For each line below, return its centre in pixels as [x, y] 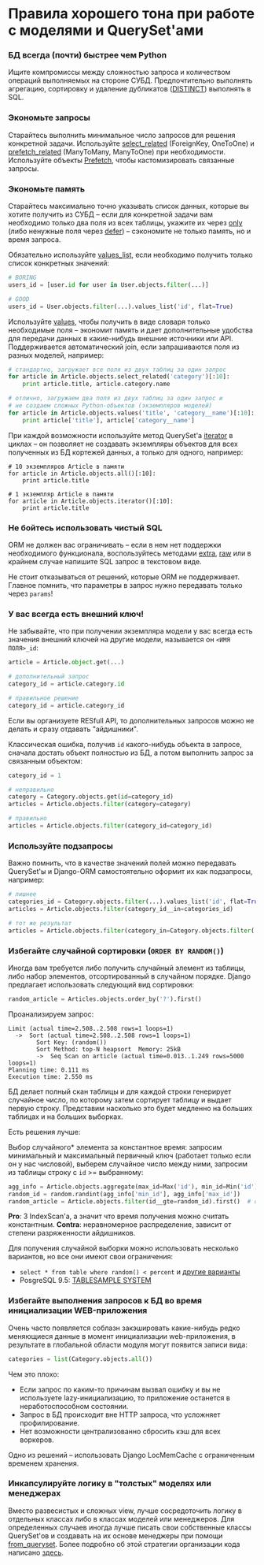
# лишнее [22, 894]
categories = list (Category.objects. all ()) [81, 1359]
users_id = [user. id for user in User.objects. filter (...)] [109, 284]
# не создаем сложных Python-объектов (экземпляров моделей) [110, 406]
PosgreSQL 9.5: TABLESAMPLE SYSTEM [85, 1281]
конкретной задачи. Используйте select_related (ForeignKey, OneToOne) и [132, 143]
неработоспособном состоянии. [74, 1406]
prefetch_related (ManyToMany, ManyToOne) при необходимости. [117, 151]
